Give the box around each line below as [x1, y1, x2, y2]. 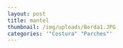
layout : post [7, 10, 46, 18]
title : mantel [7, 17, 50, 24]
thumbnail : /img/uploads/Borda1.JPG [7, 23, 116, 30]
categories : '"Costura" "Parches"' [7, 30, 113, 37]
